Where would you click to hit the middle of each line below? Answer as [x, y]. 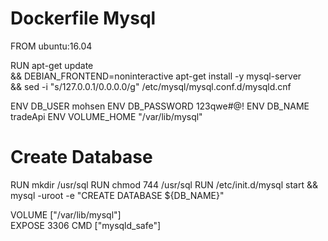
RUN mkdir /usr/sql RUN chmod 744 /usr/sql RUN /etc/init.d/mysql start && [164, 184]
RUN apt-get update [52, 65]
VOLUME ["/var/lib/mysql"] [66, 214]
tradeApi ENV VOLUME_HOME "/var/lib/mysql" [106, 116]
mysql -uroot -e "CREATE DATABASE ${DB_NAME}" [117, 195]
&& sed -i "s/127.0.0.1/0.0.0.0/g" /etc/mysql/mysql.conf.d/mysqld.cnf [151, 86]
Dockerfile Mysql [83, 18]
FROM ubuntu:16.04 [51, 46]
